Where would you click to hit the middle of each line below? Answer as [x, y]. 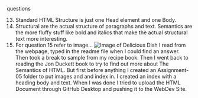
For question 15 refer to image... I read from [100, 45]
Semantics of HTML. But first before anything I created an [86, 70]
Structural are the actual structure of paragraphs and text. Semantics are [104, 26]
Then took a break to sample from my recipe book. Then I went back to [102, 58]
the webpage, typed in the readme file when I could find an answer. [97, 51]
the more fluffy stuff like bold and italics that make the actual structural [101, 32]
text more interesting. [41, 39]
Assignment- [173, 70]
